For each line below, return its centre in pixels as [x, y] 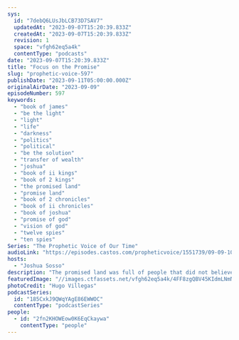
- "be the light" [39, 113]
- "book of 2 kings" [44, 180]
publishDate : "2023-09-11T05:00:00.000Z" [70, 80]
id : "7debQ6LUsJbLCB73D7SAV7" [58, 21]
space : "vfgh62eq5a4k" [47, 47]
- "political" [34, 147]
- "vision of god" [41, 226]
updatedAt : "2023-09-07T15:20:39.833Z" [73, 27]
